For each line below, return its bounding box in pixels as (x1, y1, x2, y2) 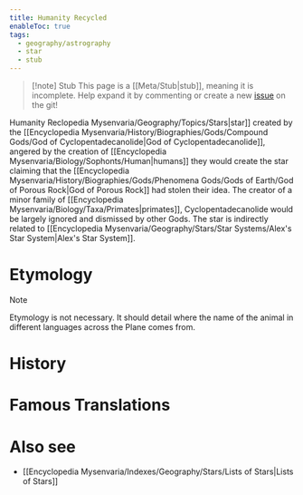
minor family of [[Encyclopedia (9, 194, 124, 205)
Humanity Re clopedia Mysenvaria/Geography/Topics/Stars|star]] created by (9, 117, 293, 128)
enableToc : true (9, 22, 71, 31)
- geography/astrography (17, 38, 111, 48)
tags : (9, 30, 30, 39)
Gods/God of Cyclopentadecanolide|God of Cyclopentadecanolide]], (9, 137, 266, 147)
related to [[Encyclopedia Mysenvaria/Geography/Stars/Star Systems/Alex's (9, 223, 292, 234)
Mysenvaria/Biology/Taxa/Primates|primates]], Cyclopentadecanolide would (9, 204, 294, 214)
